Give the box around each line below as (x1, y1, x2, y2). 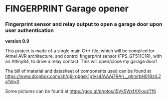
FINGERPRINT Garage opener (5, 3, 129, 14)
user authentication (5, 27, 54, 34)
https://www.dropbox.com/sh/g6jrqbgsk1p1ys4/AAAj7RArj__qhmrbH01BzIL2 (5, 73, 161, 80)
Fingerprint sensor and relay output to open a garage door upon (5, 21, 163, 28)
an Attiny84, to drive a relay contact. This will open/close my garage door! (5, 58, 157, 65)
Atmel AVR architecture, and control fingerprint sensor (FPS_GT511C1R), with (5, 53, 162, 59)
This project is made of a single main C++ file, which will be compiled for (5, 48, 155, 54)
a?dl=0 (5, 79, 20, 85)
